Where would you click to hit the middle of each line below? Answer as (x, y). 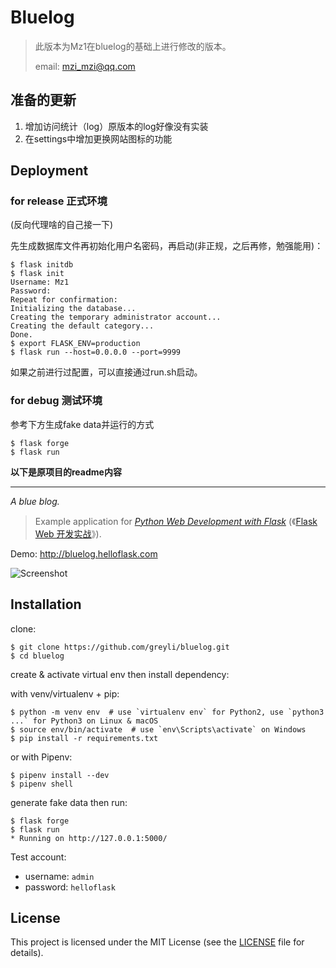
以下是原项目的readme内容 (66, 472)
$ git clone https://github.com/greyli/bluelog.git (120, 647)
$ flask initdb (42, 265)
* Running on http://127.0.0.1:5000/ (89, 838)
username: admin (59, 876)
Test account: (38, 857)
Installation (46, 604)
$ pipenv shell (42, 784)
